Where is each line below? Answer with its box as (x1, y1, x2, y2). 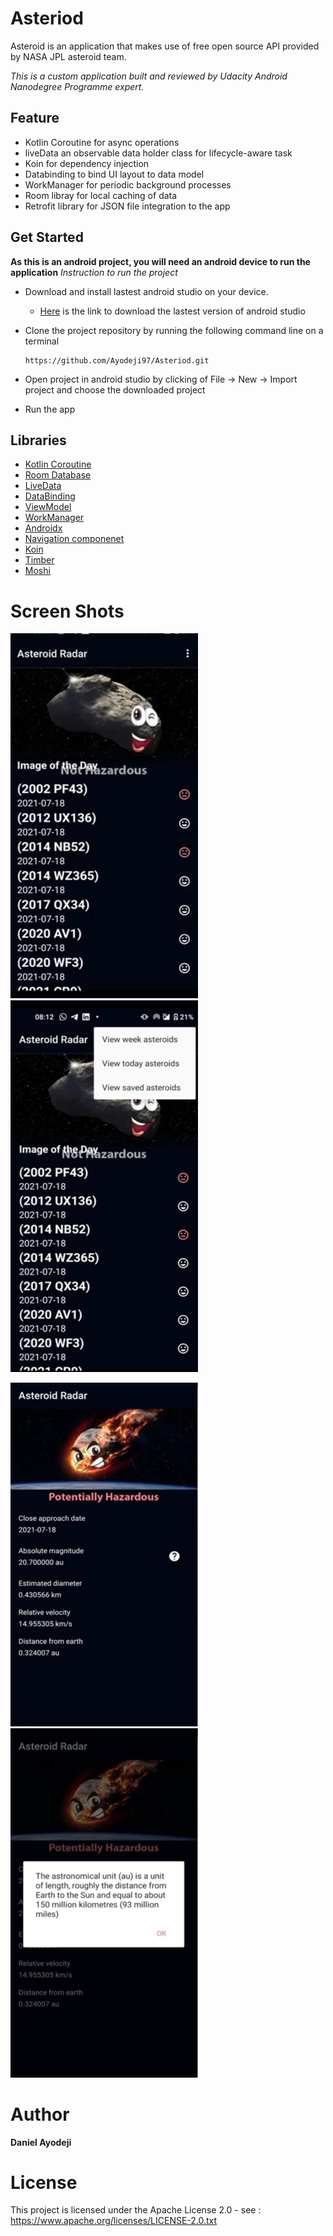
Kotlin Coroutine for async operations (24, 136, 180, 148)
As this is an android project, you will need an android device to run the (10, 255, 311, 267)
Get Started (10, 229, 84, 246)
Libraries (10, 432, 67, 449)
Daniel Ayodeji (10, 2136, 72, 2148)
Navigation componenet (24, 533, 125, 545)
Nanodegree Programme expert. (10, 80, 145, 92)
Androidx (24, 522, 63, 534)
